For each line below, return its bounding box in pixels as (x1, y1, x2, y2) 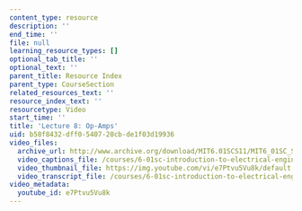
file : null (9, 38, 50, 48)
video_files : (9, 138, 58, 147)
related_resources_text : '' (9, 88, 115, 97)
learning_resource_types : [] (9, 47, 119, 56)
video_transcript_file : (17, 171, 106, 180)
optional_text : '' (9, 64, 78, 73)
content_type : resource (9, 13, 99, 22)
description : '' (9, 22, 70, 31)
